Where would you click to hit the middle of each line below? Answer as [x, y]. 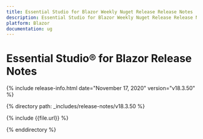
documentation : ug [29, 29]
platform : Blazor [28, 23]
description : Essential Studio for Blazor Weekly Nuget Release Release [100, 18]
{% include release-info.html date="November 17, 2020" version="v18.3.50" [101, 88]
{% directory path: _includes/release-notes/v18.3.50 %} [76, 106]
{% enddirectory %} [31, 130]
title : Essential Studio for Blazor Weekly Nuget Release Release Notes [100, 12]
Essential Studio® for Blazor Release [99, 59]
